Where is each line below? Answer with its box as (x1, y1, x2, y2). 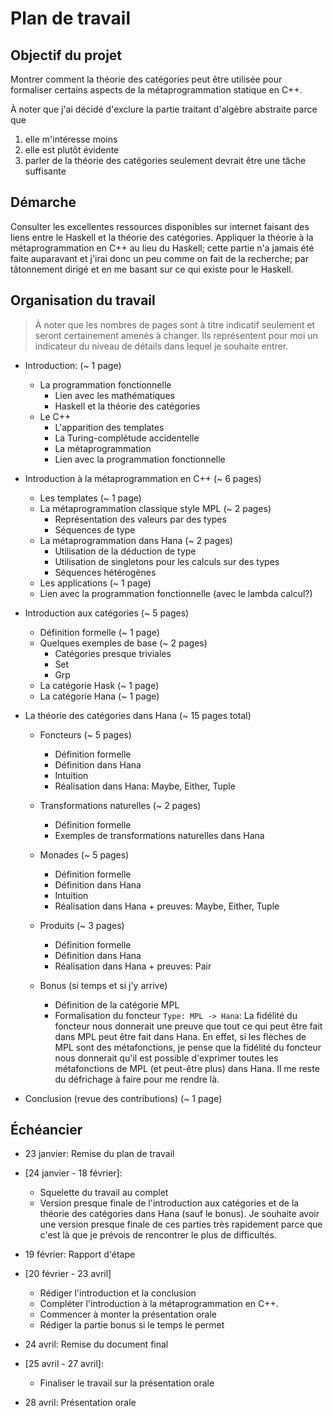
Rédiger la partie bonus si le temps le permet (39, 1319, 225, 1331)
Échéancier (10, 1122, 83, 1139)
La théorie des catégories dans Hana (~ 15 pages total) (24, 709, 252, 721)
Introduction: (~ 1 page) (24, 359, 122, 371)
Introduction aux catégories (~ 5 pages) (24, 607, 190, 619)
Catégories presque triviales (54, 647, 172, 659)
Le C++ (39, 410, 72, 422)
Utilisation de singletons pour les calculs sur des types (54, 555, 280, 567)
